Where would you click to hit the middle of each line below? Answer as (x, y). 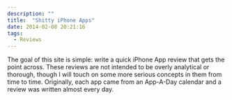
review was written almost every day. (61, 90)
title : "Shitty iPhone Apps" (51, 20)
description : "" (31, 14)
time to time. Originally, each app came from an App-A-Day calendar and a (114, 82)
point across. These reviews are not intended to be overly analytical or (108, 67)
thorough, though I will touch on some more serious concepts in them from (115, 75)
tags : (15, 33)
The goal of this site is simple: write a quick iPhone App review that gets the (116, 59)
